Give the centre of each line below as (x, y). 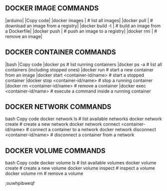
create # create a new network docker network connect (62, 124)
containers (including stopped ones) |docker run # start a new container (79, 69)
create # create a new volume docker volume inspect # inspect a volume (80, 168)
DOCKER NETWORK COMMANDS (58, 107)
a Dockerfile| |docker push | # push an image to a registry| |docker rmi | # (81, 31)
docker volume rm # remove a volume (44, 173)
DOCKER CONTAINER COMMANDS (60, 52)
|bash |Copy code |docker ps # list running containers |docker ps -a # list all (84, 64)
